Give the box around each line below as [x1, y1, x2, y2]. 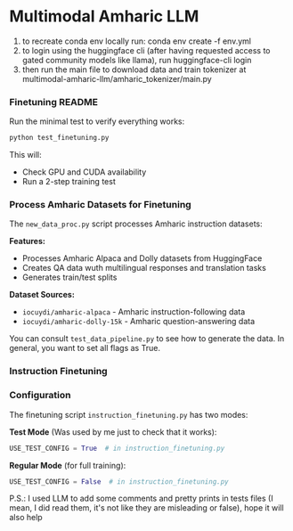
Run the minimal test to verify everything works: [9, 116, 185, 127]
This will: [9, 150, 42, 160]
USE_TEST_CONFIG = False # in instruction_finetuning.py [9, 477, 229, 486]
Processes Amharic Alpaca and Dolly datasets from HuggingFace [21, 253, 263, 264]
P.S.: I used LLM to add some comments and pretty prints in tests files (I [9, 493, 273, 504]
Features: [9, 236, 46, 247]
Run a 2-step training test [21, 176, 116, 187]
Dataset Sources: [9, 290, 76, 300]
